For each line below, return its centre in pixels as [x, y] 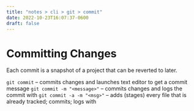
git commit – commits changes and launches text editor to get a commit [97, 82]
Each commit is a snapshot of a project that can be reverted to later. [92, 70]
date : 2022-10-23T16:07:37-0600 [47, 18]
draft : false [23, 23]
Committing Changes [62, 53]
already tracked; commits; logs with [51, 102]
